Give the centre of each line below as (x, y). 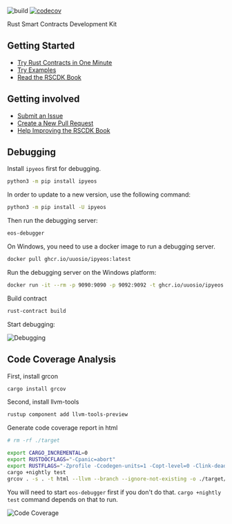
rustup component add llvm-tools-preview (68, 415)
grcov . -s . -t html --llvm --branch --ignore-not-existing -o (101, 479)
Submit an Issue (40, 116)
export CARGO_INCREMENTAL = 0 (48, 453)
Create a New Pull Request (55, 123)
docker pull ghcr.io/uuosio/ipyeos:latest (69, 260)
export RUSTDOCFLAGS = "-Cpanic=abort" (61, 460)
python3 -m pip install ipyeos (52, 181)
